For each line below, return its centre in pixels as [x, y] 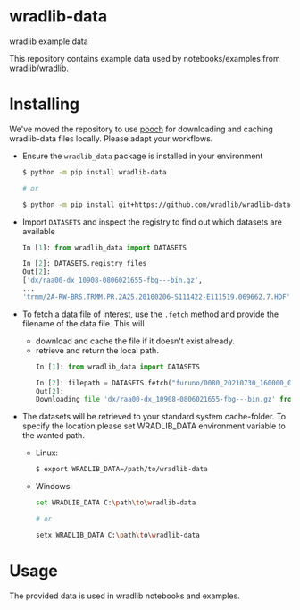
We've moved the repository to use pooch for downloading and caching [142, 129]
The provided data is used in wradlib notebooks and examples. [125, 596]
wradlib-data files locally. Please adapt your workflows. [111, 138]
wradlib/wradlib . [39, 68]
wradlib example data [49, 41]
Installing [45, 104]
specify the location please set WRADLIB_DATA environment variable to [154, 426]
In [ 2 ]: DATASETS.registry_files [84, 264]
